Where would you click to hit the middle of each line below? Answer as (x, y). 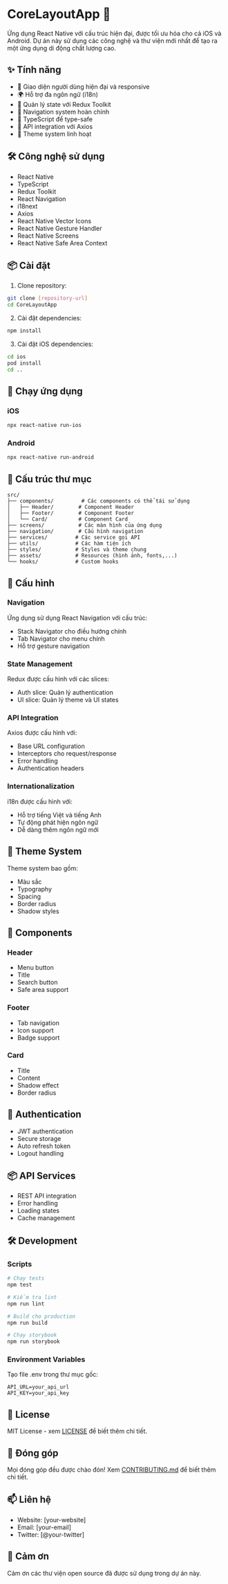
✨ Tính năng (34, 70)
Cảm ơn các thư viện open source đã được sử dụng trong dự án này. (104, 1573)
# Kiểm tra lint (32, 1297)
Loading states (38, 1211)
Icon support (35, 1030)
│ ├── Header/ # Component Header (71, 507)
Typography (35, 889)
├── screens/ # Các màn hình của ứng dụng (85, 525)
